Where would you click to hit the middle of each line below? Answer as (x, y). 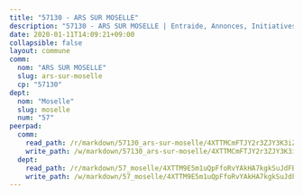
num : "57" (36, 118)
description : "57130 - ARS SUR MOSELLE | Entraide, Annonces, (129, 26)
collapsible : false (46, 43)
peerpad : (26, 127)
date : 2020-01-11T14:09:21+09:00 (72, 34)
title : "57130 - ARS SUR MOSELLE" (74, 18)
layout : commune (40, 51)
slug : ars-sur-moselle (60, 76)
